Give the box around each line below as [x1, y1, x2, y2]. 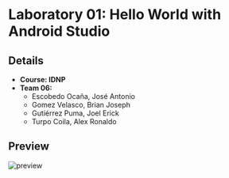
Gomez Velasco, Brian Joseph [31, 100, 131, 109]
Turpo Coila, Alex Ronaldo [31, 117, 117, 126]
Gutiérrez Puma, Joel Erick [31, 108, 119, 118]
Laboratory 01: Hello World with [8, 6, 221, 24]
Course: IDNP [19, 75, 66, 84]
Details [8, 54, 44, 67]
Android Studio [8, 22, 111, 40]
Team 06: [19, 83, 52, 93]
